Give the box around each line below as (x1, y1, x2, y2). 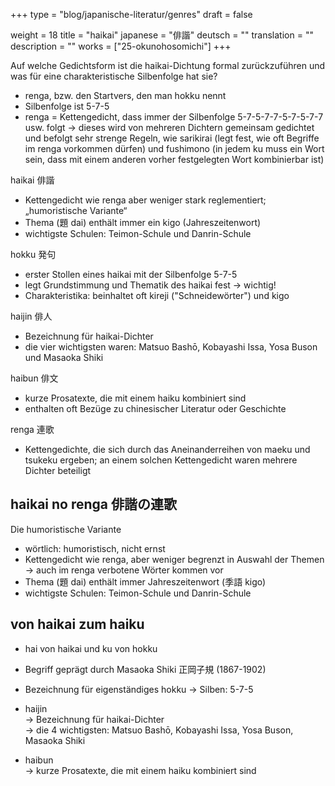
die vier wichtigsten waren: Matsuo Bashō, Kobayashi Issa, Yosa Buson (24, 341, 318, 353)
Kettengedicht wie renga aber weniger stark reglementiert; (24, 194, 267, 206)
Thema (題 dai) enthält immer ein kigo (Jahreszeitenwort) (24, 217, 262, 228)
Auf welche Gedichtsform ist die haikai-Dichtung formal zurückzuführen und (10, 60, 326, 71)
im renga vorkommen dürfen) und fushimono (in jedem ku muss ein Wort (24, 143, 325, 154)
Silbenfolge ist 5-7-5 (24, 100, 110, 112)
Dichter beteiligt (24, 465, 92, 476)
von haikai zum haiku (10, 616, 145, 633)
